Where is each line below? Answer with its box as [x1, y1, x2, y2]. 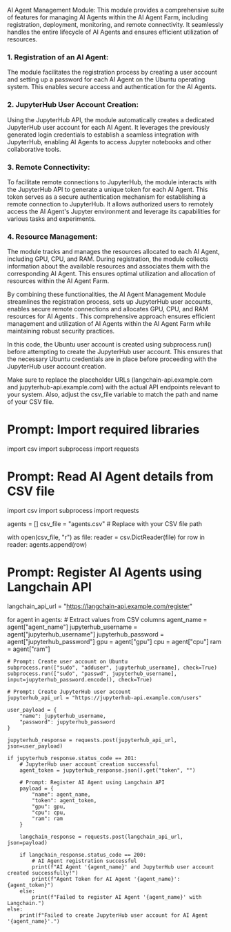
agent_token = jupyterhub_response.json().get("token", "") [19, 767, 196, 774]
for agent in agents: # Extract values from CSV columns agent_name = [7, 616, 208, 623]
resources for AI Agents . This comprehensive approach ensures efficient [7, 312, 216, 320]
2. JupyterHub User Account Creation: [7, 100, 139, 110]
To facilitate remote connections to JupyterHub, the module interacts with [7, 177, 217, 186]
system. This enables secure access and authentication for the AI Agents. [7, 83, 217, 91]
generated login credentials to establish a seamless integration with [7, 130, 199, 139]
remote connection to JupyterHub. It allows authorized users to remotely [7, 200, 214, 208]
